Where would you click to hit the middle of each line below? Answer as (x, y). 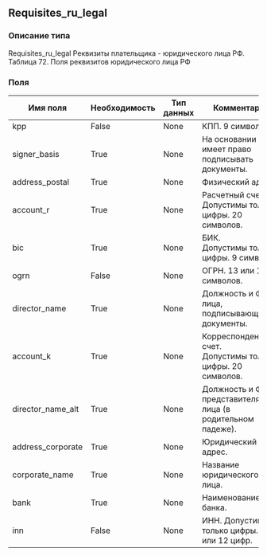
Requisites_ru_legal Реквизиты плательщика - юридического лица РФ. (126, 53)
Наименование (231, 497)
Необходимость (123, 108)
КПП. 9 (215, 126)
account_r (31, 209)
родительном (228, 419)
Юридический (229, 441)
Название (221, 464)
